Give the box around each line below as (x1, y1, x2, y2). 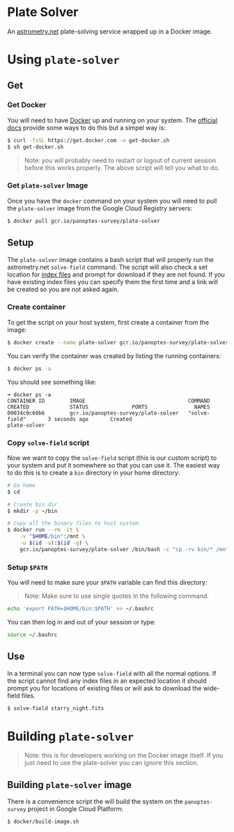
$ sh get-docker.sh (7, 144, 64, 151)
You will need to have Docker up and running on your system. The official (7, 116, 218, 124)
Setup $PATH (7, 562, 48, 572)
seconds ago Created (54, 415, 132, 422)
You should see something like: (7, 378, 97, 386)
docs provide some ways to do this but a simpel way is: (7, 123, 166, 132)
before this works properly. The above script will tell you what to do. (24, 163, 220, 171)
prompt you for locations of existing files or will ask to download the (7, 684, 202, 692)
